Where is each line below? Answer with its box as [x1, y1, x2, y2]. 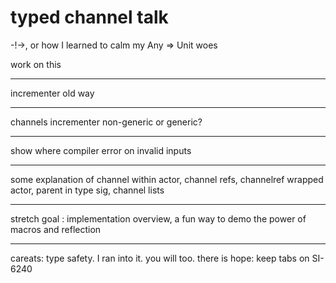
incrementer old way [10, 87, 95, 99]
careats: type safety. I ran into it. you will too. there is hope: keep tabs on [10, 252, 310, 264]
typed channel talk [10, 6, 169, 29]
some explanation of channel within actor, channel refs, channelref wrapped [10, 173, 324, 185]
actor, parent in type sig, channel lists [10, 184, 165, 196]
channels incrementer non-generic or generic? [10, 116, 203, 128]
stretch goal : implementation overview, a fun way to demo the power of [10, 212, 307, 225]
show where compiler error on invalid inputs [10, 144, 192, 156]
